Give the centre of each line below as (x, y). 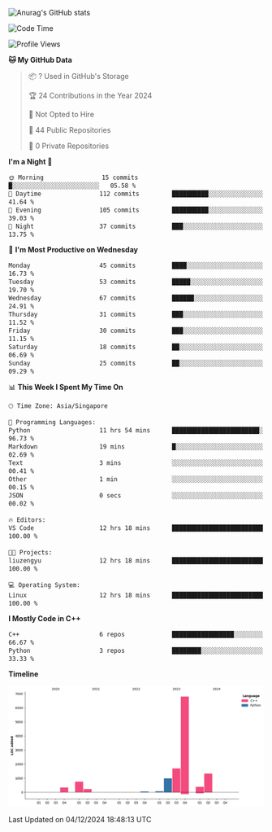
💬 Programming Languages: (52, 423)
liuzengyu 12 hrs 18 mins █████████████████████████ (136, 561)
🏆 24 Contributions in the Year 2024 (90, 95)
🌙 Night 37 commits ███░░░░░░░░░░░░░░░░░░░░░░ (136, 226)
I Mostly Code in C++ (45, 618)
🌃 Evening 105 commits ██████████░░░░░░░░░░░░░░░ (136, 210)
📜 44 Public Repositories (69, 130)
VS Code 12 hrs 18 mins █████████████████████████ (136, 528)
